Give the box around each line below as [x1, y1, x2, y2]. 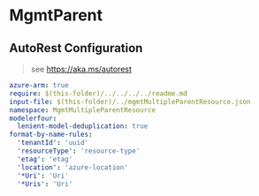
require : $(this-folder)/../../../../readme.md [9, 89, 188, 98]
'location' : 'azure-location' [17, 162, 128, 172]
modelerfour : [9, 114, 57, 123]
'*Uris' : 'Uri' [17, 179, 73, 188]
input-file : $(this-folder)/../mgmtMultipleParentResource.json [9, 97, 251, 106]
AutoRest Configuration [9, 41, 143, 56]
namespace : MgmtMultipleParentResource [9, 105, 156, 115]
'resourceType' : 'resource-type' [17, 147, 141, 155]
